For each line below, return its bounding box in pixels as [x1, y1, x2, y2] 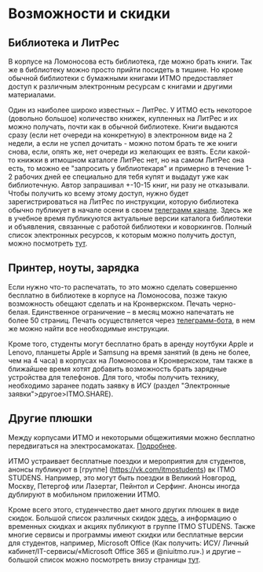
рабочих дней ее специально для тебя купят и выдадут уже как [14, 172, 229, 181]
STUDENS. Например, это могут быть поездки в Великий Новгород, [8, 472, 237, 483]
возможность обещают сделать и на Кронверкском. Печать [8, 299, 211, 308]
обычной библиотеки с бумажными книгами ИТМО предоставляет [8, 74, 233, 82]
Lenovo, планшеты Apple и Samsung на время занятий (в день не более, [8, 347, 251, 357]
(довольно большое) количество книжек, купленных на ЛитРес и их [8, 114, 238, 122]
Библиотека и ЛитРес [8, 36, 120, 49]
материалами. [8, 90, 57, 99]
